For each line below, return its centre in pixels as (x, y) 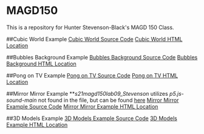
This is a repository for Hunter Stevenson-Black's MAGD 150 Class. (90, 27)
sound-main (22, 100)
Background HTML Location (42, 64)
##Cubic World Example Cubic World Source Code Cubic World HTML (94, 39)
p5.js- (176, 93)
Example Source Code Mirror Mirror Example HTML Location (82, 106)
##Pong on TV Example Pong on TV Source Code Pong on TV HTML (92, 75)
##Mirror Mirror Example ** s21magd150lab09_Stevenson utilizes (87, 93)
